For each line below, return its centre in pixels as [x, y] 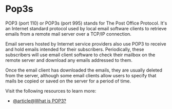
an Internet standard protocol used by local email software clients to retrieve [86, 28]
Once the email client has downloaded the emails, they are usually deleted [84, 70]
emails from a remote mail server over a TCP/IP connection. [69, 34]
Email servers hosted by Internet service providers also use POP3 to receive [86, 43]
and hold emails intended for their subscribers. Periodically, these [75, 49]
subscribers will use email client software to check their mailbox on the [80, 55]
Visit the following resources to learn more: [51, 91]
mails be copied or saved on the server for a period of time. [68, 81]
